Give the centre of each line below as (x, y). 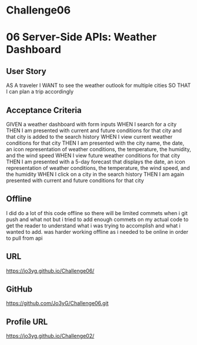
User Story (26, 71)
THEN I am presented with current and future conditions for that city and (94, 130)
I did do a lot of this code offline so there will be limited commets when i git (97, 213)
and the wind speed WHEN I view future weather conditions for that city (93, 155)
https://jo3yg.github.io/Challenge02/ (50, 336)
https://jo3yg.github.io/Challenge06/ (50, 270)
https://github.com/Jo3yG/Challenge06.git (57, 303)
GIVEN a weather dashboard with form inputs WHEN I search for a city (91, 124)
